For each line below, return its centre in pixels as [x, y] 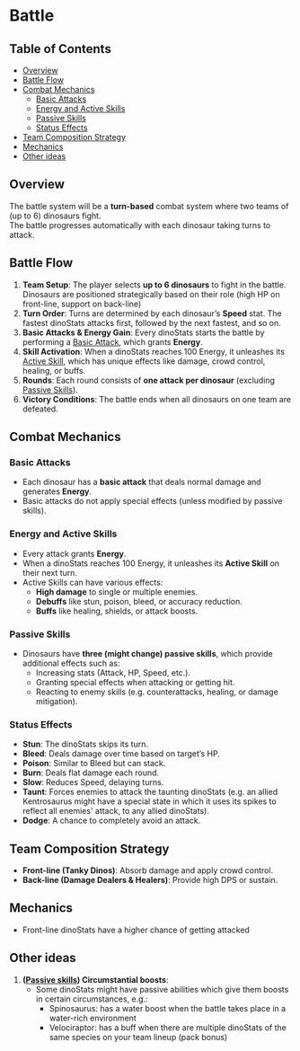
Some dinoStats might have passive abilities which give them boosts [162, 989]
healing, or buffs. [54, 370]
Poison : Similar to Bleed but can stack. [94, 764]
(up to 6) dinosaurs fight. [55, 216]
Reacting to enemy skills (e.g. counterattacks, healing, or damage [157, 692]
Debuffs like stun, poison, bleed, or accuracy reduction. [139, 601]
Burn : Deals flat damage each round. [91, 773]
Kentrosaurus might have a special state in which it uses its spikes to [149, 801]
